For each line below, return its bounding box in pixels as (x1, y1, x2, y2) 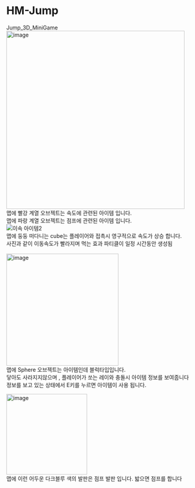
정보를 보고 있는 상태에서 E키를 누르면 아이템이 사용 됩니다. (6, 381, 147, 388)
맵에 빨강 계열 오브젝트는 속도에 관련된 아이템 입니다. (6, 209, 132, 216)
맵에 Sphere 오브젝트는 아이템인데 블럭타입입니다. (6, 366, 126, 373)
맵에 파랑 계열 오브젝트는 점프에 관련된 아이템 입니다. (6, 216, 132, 224)
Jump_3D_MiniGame (6, 24, 58, 31)
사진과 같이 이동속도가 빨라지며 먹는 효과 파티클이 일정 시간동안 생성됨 (6, 240, 173, 247)
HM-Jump (6, 4, 59, 18)
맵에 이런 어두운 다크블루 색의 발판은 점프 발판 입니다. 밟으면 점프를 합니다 (6, 475, 182, 482)
